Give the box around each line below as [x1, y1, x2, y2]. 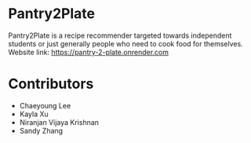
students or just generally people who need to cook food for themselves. [8, 38, 243, 48]
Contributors [8, 75, 94, 93]
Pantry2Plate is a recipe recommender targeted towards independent [8, 31, 232, 40]
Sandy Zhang [19, 126, 64, 135]
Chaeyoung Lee [19, 101, 71, 110]
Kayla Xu [19, 109, 49, 119]
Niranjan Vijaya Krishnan [19, 117, 100, 126]
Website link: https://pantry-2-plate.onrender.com [8, 47, 169, 57]
